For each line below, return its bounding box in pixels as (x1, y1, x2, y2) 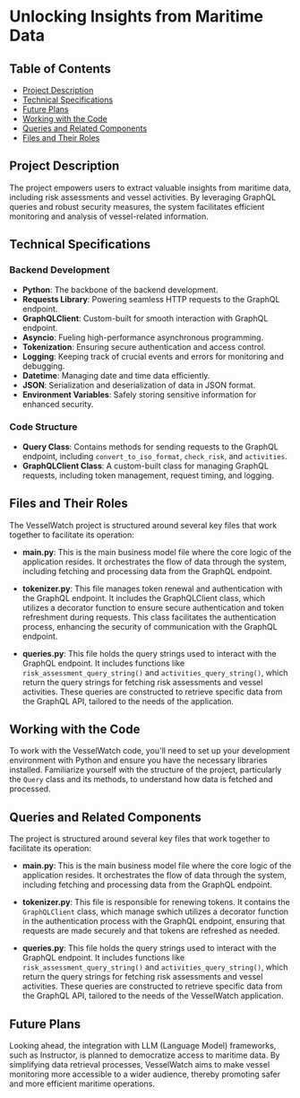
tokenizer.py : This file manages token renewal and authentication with (21, 583, 283, 594)
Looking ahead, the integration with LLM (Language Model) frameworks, (9, 1041, 277, 1051)
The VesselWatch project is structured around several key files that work (9, 519, 278, 530)
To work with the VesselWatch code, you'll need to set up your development (9, 745, 290, 756)
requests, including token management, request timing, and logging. (21, 469, 275, 481)
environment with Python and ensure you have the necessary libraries (9, 755, 268, 766)
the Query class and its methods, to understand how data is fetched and (9, 774, 273, 785)
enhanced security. (21, 398, 94, 409)
